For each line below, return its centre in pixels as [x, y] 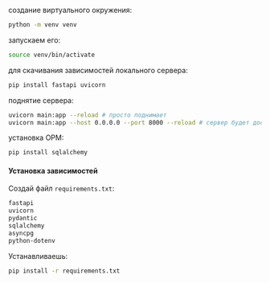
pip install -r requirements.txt [64, 271]
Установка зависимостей [53, 170]
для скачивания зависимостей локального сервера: [98, 70]
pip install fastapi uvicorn [57, 85]
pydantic [23, 219]
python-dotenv [32, 240]
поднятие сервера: [41, 100]
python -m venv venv [43, 25]
